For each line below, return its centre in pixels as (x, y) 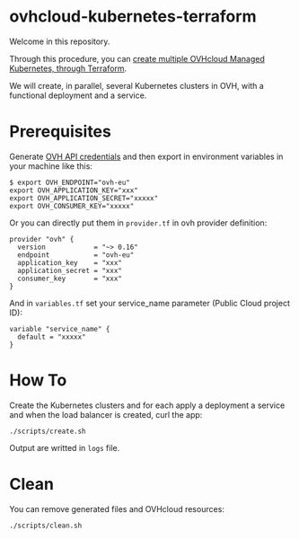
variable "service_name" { (60, 329)
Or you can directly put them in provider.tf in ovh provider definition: (138, 223)
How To (38, 380)
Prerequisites (61, 132)
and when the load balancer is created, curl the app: (106, 414)
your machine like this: (51, 166)
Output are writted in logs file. (65, 447)
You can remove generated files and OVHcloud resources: (117, 508)
